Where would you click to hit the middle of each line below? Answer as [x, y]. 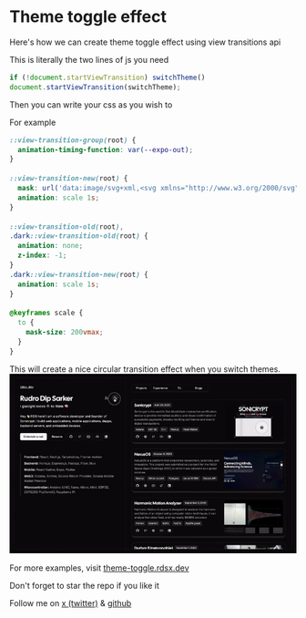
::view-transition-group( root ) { [73, 140]
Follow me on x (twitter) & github [71, 603]
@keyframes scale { [46, 313]
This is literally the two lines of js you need [89, 59]
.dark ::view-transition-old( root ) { [79, 236]
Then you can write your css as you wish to [91, 104]
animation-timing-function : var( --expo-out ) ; [106, 149]
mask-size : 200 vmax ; [65, 333]
